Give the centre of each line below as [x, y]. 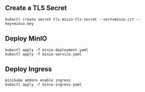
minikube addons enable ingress [38, 80]
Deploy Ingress [29, 69]
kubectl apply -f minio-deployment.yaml [47, 50]
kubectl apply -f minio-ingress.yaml [43, 85]
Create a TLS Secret [36, 8]
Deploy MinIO [26, 39]
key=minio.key [20, 23]
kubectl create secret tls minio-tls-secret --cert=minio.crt [70, 19]
